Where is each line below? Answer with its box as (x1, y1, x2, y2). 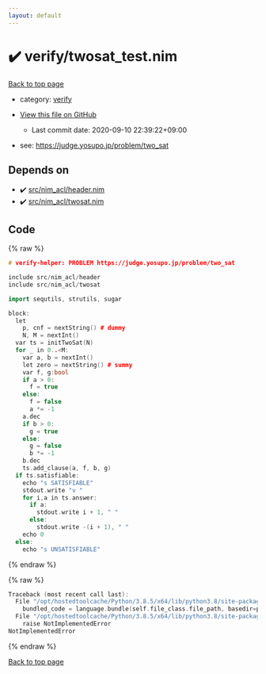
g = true (28, 427, 59, 435)
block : (8, 309, 30, 317)
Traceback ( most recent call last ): (8, 590, 129, 599)
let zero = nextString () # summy (22, 361, 133, 369)
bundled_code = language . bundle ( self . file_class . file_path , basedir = (22, 605, 257, 613)
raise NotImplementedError (22, 620, 112, 628)
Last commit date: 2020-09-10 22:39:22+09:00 (31, 124, 188, 135)
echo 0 (22, 530, 44, 538)
